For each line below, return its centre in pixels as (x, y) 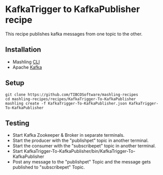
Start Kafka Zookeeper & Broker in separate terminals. (68, 135)
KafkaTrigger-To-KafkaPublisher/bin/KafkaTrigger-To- (80, 151)
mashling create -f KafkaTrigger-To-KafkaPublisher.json (66, 103)
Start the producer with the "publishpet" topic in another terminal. (80, 141)
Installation (23, 50)
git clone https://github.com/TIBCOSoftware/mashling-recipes (72, 95)
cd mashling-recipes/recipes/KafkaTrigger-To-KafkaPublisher (71, 99)
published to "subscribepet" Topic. (49, 167)
